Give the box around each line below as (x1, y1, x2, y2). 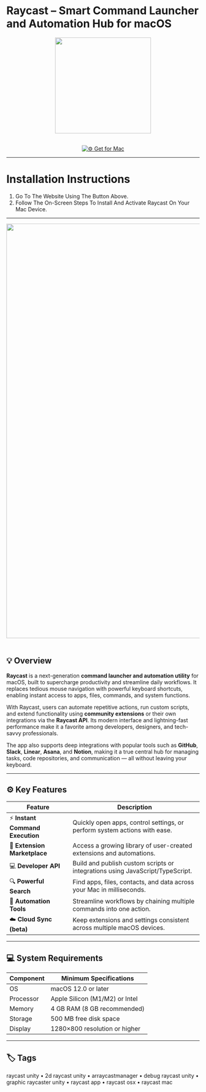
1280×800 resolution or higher (50, 1024, 141, 1033)
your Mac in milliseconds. (72, 886, 146, 894)
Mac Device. (15, 205, 47, 213)
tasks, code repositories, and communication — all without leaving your (6, 754, 187, 762)
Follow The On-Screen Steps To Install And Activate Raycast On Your (15, 199, 190, 206)
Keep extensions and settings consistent (72, 916, 189, 924)
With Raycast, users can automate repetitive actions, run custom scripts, (6, 703, 189, 711)
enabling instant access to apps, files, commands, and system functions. (6, 692, 191, 699)
